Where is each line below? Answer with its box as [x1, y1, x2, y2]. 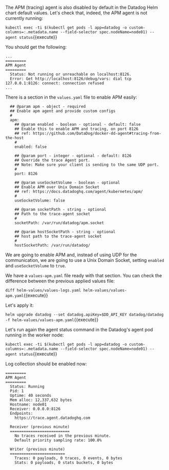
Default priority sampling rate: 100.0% [14, 438, 102, 443]
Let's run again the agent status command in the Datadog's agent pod [5, 327, 153, 332]
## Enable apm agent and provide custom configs [10, 108, 116, 114]
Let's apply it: [5, 302, 34, 308]
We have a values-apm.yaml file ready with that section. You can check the [5, 273, 162, 278]
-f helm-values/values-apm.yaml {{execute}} [5, 317, 99, 323]
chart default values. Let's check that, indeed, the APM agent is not [5, 10, 147, 16]
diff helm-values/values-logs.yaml [5, 288, 81, 293]
